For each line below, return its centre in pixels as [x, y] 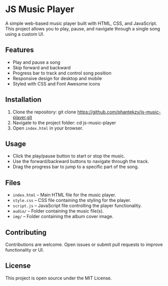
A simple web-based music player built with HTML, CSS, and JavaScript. [81, 23]
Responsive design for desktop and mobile [57, 78]
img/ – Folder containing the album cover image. [63, 217]
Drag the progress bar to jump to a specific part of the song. [76, 167]
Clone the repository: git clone [44, 112]
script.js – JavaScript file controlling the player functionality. [77, 206]
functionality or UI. [25, 250]
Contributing [26, 232]
